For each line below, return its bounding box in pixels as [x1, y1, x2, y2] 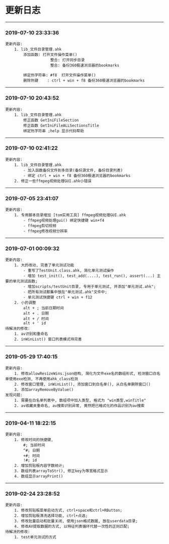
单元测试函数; [12, 279, 38, 284]
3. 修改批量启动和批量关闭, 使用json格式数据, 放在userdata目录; [14, 519, 138, 524]
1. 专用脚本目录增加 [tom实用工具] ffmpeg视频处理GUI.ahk [14, 213, 126, 218]
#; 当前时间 [23, 443, 45, 448]
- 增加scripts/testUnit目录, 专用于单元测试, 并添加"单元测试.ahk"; [23, 284, 156, 289]
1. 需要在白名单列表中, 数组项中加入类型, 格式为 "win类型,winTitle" [14, 398, 146, 403]
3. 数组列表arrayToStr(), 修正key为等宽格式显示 [14, 468, 108, 474]
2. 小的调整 [14, 300, 36, 306]
